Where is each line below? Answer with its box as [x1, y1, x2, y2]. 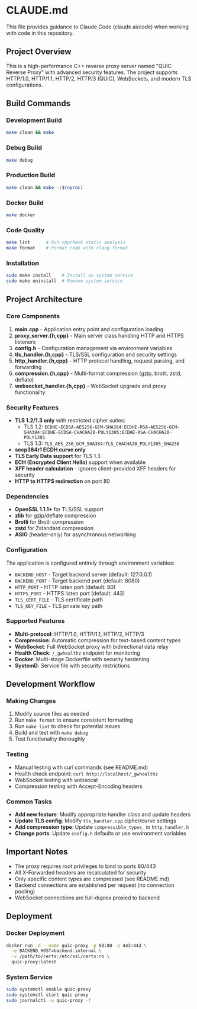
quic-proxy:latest [11, 959, 57, 965]
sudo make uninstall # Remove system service [6, 278, 123, 284]
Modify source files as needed [14, 710, 89, 717]
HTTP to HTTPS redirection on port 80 [14, 478, 111, 485]
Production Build [6, 171, 55, 180]
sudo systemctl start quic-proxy [6, 992, 89, 998]
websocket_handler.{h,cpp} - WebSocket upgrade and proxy [14, 382, 167, 389]
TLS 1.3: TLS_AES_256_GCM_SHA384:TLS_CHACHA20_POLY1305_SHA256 [23, 440, 180, 447]
